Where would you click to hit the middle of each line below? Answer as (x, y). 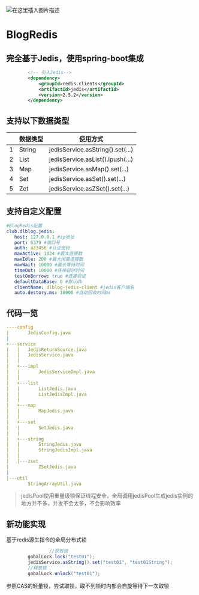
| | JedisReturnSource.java (46, 349)
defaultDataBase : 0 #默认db (48, 282)
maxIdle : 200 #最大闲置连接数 (49, 259)
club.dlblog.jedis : (31, 231)
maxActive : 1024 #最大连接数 (48, 254)
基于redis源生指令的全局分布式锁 (46, 540)
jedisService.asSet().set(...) (87, 179)
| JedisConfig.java (38, 333)
